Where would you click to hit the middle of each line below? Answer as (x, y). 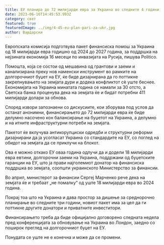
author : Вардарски (24, 32)
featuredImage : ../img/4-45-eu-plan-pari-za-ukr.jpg (60, 28)
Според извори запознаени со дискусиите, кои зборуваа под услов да (79, 107)
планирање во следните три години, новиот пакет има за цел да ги (76, 203)
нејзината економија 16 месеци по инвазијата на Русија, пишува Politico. (81, 57)
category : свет (21, 19)
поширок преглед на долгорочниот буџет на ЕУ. (55, 228)
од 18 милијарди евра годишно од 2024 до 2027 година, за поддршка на (82, 52)
